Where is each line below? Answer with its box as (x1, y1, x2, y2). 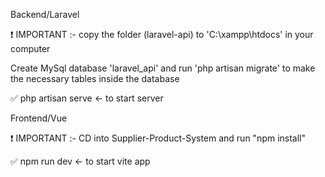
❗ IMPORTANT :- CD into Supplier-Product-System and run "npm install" (10, 132, 307, 144)
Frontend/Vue (10, 112, 68, 124)
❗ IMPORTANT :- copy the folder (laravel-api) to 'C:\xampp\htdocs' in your (10, 29, 314, 40)
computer (10, 43, 51, 54)
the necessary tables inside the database (10, 73, 180, 84)
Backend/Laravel (10, 9, 80, 20)
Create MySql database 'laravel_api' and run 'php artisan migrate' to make (10, 62, 316, 74)
